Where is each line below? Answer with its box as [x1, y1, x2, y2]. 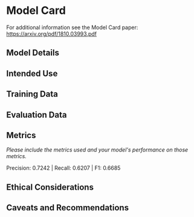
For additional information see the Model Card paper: [6, 24, 138, 31]
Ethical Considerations [6, 182, 94, 192]
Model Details [6, 48, 59, 58]
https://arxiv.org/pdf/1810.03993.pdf [6, 30, 97, 37]
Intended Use [6, 68, 58, 79]
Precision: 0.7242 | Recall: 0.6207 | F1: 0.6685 [6, 164, 121, 172]
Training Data [6, 89, 59, 99]
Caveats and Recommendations [6, 202, 129, 213]
